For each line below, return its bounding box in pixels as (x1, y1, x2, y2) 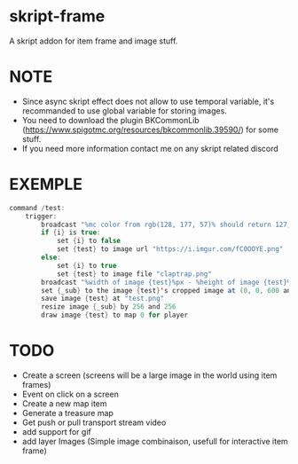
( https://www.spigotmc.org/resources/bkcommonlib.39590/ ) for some (21, 124, 279, 135)
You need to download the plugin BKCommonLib (21, 114, 200, 125)
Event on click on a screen (21, 389, 120, 399)
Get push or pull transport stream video (21, 417, 167, 428)
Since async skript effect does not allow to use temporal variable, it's (21, 96, 275, 106)
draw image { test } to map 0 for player (41, 311, 189, 320)
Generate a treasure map (21, 408, 114, 418)
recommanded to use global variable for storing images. (21, 105, 228, 116)
